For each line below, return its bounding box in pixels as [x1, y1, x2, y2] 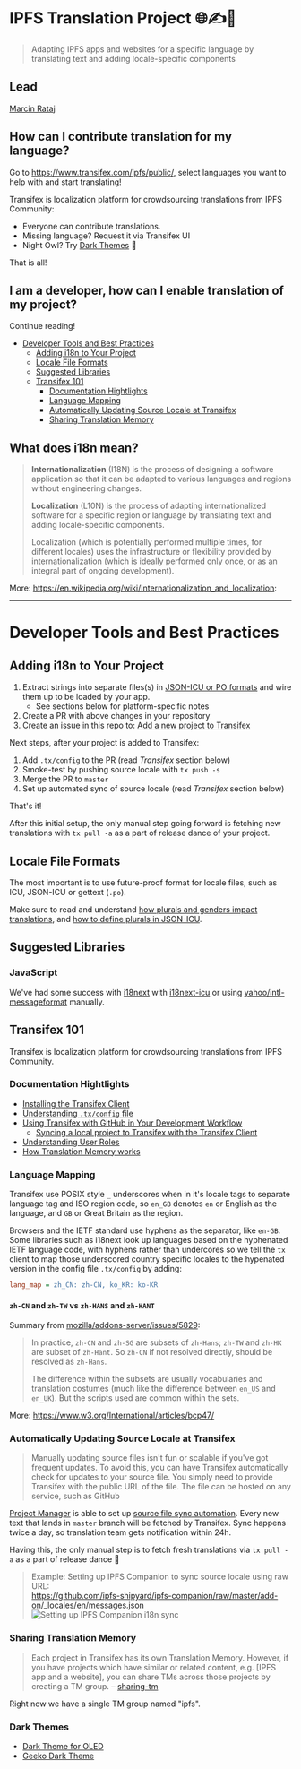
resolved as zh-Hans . [30, 1356, 107, 1368]
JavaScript [9, 966, 58, 979]
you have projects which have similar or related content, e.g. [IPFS [30, 1661, 276, 1672]
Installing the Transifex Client [21, 1098, 130, 1109]
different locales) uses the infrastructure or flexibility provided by [30, 547, 271, 557]
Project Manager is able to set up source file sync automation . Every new [9, 1508, 279, 1519]
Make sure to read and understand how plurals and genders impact [9, 904, 258, 915]
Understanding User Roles [21, 1136, 120, 1147]
